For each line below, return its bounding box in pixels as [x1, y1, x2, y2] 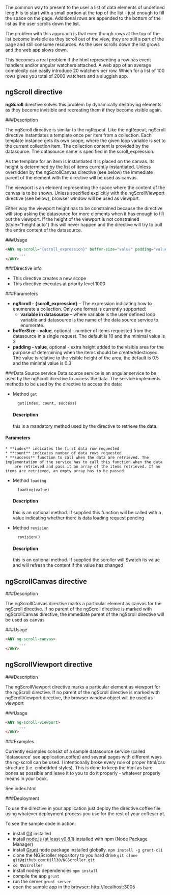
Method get [12, 391, 37, 397]
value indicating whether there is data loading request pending [12, 515, 144, 521]
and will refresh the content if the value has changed [12, 562, 124, 568]
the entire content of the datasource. [5, 227, 82, 233]
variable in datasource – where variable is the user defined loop [20, 311, 156, 317]
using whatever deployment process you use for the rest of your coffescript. [5, 811, 165, 817]
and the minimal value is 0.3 [12, 360, 72, 366]
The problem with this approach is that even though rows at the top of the [5, 31, 160, 36]
